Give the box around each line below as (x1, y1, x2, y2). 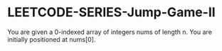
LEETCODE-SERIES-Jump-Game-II (7, 4, 216, 21)
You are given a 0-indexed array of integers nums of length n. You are (7, 28, 212, 36)
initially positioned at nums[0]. (7, 35, 96, 43)
